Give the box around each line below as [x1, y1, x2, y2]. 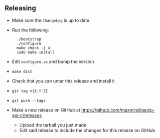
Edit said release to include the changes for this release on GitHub [19, 127, 156, 133]
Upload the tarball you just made [19, 122, 87, 128]
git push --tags [11, 98, 46, 103]
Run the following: [11, 27, 49, 33]
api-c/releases [11, 112, 42, 118]
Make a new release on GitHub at [11, 107, 81, 113]
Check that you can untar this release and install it [11, 77, 115, 84]
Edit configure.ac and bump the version [11, 58, 94, 64]
